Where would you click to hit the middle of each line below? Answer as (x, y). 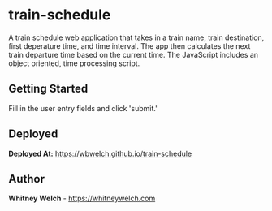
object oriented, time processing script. (74, 63)
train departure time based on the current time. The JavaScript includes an (133, 54)
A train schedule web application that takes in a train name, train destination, (136, 37)
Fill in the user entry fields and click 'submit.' (83, 108)
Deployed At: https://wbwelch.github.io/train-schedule (100, 153)
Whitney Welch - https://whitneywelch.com (82, 198)
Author (26, 179)
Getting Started (48, 89)
